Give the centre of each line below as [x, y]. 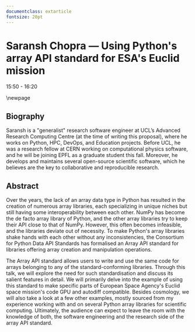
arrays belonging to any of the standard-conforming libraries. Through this [96, 267]
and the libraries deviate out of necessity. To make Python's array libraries [95, 231]
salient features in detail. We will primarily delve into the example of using [94, 279]
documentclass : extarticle [39, 11]
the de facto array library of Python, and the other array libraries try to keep [97, 219]
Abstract [22, 186]
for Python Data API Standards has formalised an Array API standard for [93, 243]
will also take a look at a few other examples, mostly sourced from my [90, 298]
